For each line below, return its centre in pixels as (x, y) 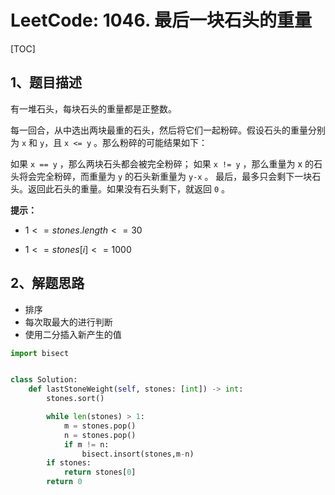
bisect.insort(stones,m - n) (138, 454)
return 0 (64, 482)
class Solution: (44, 380)
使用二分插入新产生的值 (73, 334)
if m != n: (86, 444)
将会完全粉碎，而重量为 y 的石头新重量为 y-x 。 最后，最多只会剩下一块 (165, 176)
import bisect (40, 353)
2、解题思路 (47, 283)
